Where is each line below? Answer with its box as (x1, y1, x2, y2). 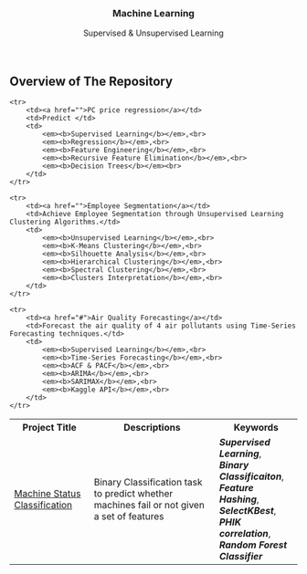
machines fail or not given (93, 499, 206, 512)
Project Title (22, 422, 78, 434)
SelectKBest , (218, 505, 277, 517)
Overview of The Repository (9, 73, 174, 89)
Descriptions (122, 422, 181, 434)
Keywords (233, 422, 279, 434)
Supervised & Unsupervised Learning (83, 27, 224, 38)
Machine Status (14, 487, 81, 500)
